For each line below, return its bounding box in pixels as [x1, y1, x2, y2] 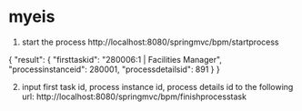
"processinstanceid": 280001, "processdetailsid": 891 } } [8, 64, 220, 75]
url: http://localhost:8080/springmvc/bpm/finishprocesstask [21, 91, 247, 102]
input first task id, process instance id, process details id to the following [21, 81, 294, 92]
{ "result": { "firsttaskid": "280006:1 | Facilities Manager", [8, 54, 222, 65]
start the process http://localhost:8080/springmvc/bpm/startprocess [21, 36, 279, 47]
